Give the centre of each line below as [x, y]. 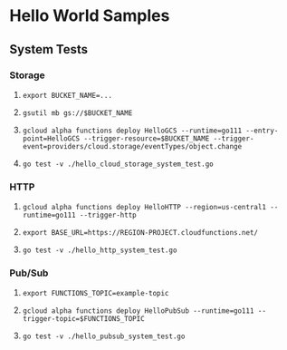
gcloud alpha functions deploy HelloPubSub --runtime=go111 [138, 311]
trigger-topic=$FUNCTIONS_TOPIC [83, 319]
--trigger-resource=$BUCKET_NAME [147, 138]
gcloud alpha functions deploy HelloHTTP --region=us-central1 [144, 208]
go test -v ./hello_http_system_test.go [100, 250]
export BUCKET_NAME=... [67, 95]
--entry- [262, 131]
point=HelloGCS [51, 138]
